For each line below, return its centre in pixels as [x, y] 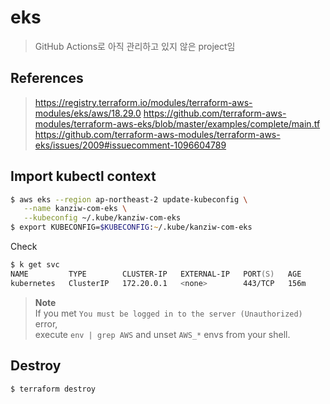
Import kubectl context [83, 176]
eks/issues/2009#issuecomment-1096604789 [130, 145]
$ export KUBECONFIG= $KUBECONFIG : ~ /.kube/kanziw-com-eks [131, 227]
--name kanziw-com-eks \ [75, 209]
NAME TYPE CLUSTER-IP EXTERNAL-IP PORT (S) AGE [156, 274]
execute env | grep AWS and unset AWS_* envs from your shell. [162, 334]
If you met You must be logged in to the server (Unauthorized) [168, 313]
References [47, 78]
